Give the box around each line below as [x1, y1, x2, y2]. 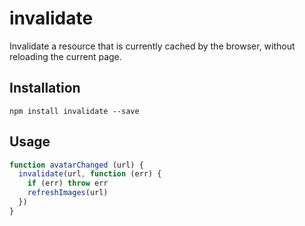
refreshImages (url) [27, 188, 109, 198]
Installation [9, 80, 81, 97]
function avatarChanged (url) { [9, 160, 144, 170]
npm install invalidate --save [9, 106, 140, 116]
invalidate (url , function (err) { [18, 169, 162, 179]
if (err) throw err [27, 178, 109, 189]
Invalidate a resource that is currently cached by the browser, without [9, 40, 296, 52]
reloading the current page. [9, 50, 122, 62]
